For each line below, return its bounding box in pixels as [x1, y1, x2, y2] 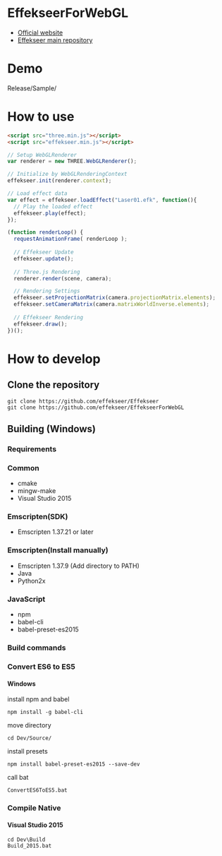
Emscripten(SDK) [7, 512, 68, 522]
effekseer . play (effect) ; [13, 210, 87, 217]
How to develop [7, 351, 101, 367]
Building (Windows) [7, 422, 97, 435]
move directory [7, 721, 51, 730]
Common [7, 463, 40, 472]
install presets [7, 747, 48, 756]
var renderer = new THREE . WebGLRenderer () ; [7, 157, 137, 165]
